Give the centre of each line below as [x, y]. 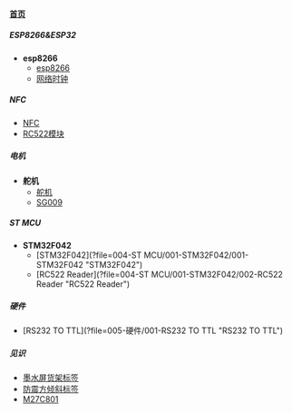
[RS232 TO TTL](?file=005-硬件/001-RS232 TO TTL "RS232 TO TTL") [153, 330]
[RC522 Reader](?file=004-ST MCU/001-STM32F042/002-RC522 [160, 275]
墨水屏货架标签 [50, 378]
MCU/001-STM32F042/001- [196, 255]
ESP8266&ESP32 [43, 35]
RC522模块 [44, 133]
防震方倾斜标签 [50, 389]
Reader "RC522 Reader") [83, 284]
